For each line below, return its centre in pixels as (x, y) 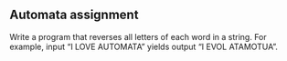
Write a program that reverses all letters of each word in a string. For (138, 36)
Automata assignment (74, 15)
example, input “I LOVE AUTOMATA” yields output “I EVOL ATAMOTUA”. (144, 46)
